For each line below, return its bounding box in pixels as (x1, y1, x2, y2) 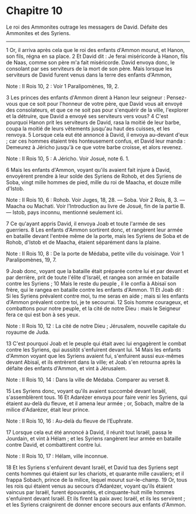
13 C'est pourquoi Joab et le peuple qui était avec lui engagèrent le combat (6, 340, 187, 347)
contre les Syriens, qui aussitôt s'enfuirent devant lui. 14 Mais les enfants (6, 346, 181, 353)
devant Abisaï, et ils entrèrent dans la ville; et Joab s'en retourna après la (6, 358, 181, 365)
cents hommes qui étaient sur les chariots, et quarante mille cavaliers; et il (6, 470, 184, 477)
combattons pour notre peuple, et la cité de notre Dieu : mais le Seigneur (6, 305, 181, 312)
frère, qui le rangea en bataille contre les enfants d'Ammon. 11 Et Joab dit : (6, 286, 184, 293)
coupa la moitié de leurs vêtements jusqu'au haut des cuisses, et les (6, 125, 170, 132)
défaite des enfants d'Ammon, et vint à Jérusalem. (6, 364, 127, 372)
